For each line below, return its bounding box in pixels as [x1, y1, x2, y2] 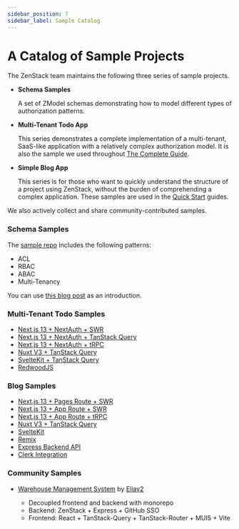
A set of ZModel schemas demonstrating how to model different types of [17, 99, 232, 108]
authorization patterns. [17, 107, 86, 115]
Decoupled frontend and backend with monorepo [28, 498, 174, 507]
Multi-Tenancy [17, 277, 61, 286]
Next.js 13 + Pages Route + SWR [17, 397, 113, 406]
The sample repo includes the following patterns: [7, 240, 152, 249]
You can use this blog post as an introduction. [7, 291, 142, 300]
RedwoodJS [17, 363, 54, 372]
